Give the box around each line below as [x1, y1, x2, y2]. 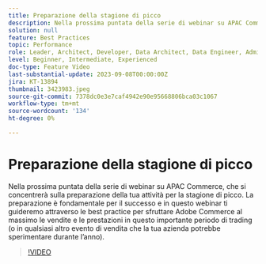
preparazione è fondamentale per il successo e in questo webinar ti [8, 198, 228, 208]
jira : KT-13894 [8, 77, 59, 85]
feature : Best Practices [8, 33, 90, 42]
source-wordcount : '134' [8, 107, 90, 115]
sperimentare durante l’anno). [8, 232, 105, 241]
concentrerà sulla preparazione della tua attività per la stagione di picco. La [8, 190, 254, 199]
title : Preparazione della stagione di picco [8, 11, 161, 20]
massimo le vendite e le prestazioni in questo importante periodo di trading [8, 215, 253, 224]
